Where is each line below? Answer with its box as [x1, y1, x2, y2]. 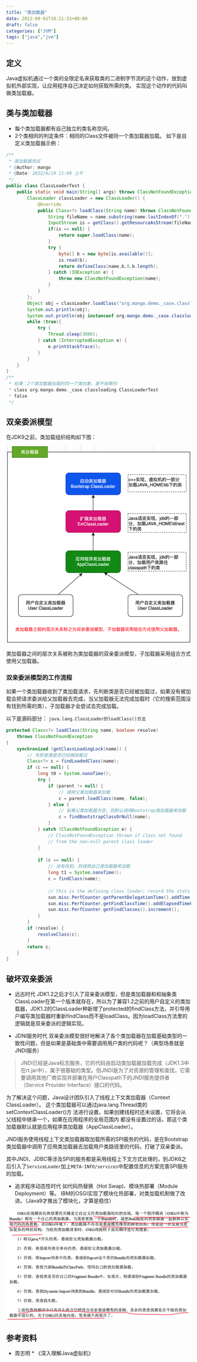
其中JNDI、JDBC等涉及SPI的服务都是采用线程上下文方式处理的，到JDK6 [6, 1156, 182, 1163]
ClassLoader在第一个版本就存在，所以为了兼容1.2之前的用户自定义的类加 [14, 998, 191, 1005]
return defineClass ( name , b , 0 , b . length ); [58, 263, 159, 269]
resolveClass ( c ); [37, 931, 80, 938]
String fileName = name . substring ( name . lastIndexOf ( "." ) [47, 214, 191, 220]
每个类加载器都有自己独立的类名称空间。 [14, 125, 113, 132]
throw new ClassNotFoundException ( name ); [58, 276, 161, 281]
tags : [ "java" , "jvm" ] [6, 34, 59, 40]
